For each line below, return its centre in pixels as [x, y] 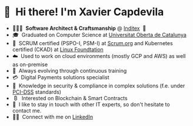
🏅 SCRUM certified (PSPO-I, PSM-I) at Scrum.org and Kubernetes [92, 43]
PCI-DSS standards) [36, 92]
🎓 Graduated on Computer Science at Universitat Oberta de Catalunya [99, 35]
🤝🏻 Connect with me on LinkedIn [53, 117]
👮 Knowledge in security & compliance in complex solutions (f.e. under [99, 86]
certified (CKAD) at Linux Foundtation [58, 49]
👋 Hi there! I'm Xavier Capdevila [84, 12]
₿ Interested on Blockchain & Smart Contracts [71, 98]
